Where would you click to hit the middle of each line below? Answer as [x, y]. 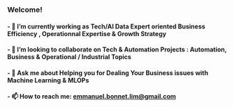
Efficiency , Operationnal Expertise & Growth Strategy [87, 33]
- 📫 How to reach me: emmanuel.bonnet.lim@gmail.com [92, 97]
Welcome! [25, 10]
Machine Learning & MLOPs [48, 80]
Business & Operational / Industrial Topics [69, 57]
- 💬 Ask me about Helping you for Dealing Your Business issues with [108, 73]
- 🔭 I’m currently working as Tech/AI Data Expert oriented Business [107, 26]
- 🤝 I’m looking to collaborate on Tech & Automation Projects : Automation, [117, 49]
